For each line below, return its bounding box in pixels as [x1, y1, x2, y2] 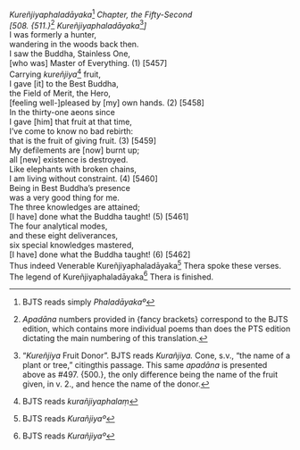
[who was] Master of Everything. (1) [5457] [9, 58, 168, 69]
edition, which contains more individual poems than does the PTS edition [21, 323, 291, 334]
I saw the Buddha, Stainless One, [9, 48, 131, 59]
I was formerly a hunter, [9, 29, 96, 40]
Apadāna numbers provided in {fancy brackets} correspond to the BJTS [21, 314, 288, 325]
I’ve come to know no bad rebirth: [9, 125, 134, 137]
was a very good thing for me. [9, 192, 121, 203]
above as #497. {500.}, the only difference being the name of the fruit [21, 370, 279, 380]
